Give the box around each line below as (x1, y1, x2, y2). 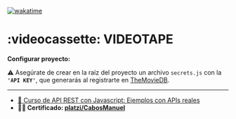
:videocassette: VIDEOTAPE (7, 32, 173, 47)
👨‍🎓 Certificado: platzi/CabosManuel (17, 103, 126, 112)
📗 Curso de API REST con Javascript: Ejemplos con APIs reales (17, 96, 200, 104)
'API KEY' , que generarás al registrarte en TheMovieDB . (7, 75, 170, 84)
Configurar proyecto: (7, 54, 70, 63)
